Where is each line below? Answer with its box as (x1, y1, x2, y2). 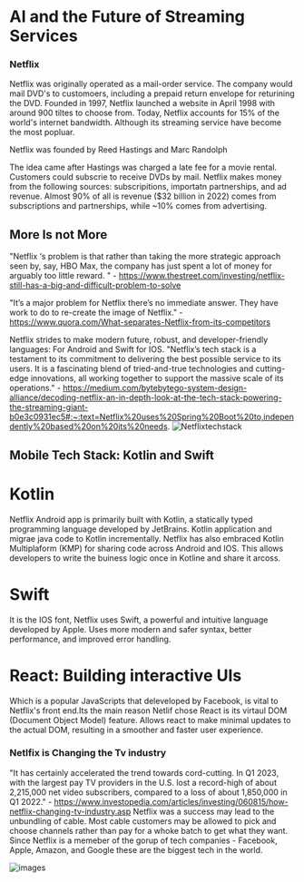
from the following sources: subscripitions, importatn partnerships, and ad (9, 181, 288, 192)
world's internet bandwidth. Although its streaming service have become (9, 117, 282, 128)
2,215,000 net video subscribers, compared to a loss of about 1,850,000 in (9, 787, 288, 798)
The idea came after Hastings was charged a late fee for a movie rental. (9, 162, 278, 173)
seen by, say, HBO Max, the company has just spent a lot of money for (9, 260, 272, 271)
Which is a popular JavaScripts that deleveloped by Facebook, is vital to (9, 695, 279, 706)
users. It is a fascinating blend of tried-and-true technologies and (9, 363, 254, 374)
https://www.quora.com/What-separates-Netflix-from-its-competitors (9, 317, 270, 328)
